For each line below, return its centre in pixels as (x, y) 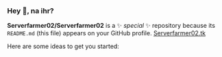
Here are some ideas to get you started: (63, 46)
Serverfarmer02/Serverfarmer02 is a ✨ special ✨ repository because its (111, 26)
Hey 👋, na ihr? (30, 11)
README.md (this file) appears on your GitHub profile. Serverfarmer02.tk (107, 33)
